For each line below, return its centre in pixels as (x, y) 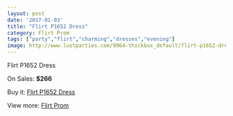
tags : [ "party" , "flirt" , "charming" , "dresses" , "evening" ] (91, 39)
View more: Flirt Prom (38, 105)
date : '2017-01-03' (35, 20)
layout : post (26, 13)
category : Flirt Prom (38, 33)
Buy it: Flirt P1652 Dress (41, 92)
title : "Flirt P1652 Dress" (48, 26)
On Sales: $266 (29, 79)
